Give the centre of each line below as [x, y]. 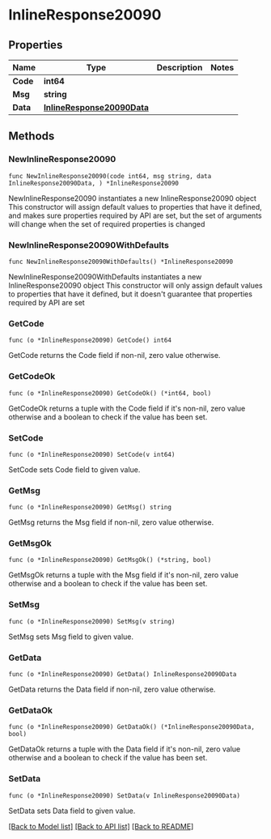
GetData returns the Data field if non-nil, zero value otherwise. [112, 689]
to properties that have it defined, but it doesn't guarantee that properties [131, 294]
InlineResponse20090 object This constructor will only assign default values [135, 285]
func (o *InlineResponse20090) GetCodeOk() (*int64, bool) [110, 393]
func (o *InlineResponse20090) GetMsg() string [90, 508]
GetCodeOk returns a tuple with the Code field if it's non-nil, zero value [127, 408]
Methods [32, 136]
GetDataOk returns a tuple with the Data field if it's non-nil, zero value [125, 749]
